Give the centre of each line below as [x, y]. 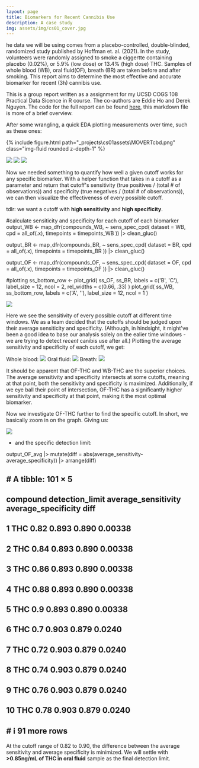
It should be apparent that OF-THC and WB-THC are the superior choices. [96, 371]
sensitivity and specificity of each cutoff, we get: [65, 347]
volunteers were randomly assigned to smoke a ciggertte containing [89, 58]
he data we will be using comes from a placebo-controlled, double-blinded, [98, 45]
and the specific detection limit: [53, 443]
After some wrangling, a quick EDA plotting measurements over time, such [97, 125]
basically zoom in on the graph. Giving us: [57, 420]
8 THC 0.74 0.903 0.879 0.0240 [67, 670]
